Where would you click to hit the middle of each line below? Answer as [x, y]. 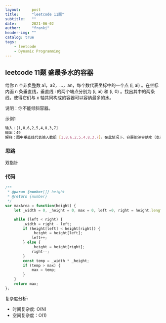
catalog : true [20, 38]
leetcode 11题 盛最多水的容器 [49, 72]
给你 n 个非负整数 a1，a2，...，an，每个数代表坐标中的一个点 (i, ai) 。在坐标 [82, 85]
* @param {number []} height [36, 192]
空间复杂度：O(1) [29, 315]
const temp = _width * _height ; [56, 261]
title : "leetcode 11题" [35, 14]
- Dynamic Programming [37, 51]
